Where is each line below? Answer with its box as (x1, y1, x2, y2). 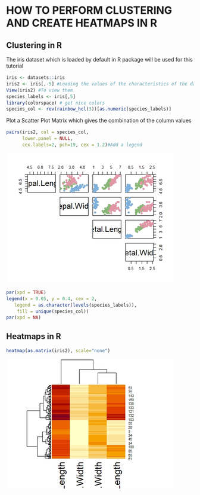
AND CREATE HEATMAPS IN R (6, 16, 158, 30)
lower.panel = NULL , (21, 136, 73, 142)
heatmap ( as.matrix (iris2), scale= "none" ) (6, 348, 111, 354)
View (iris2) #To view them (6, 87, 73, 93)
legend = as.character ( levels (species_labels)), (14, 302, 137, 308)
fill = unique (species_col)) (17, 308, 89, 314)
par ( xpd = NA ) (6, 314, 42, 320)
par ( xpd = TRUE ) (6, 289, 46, 295)
